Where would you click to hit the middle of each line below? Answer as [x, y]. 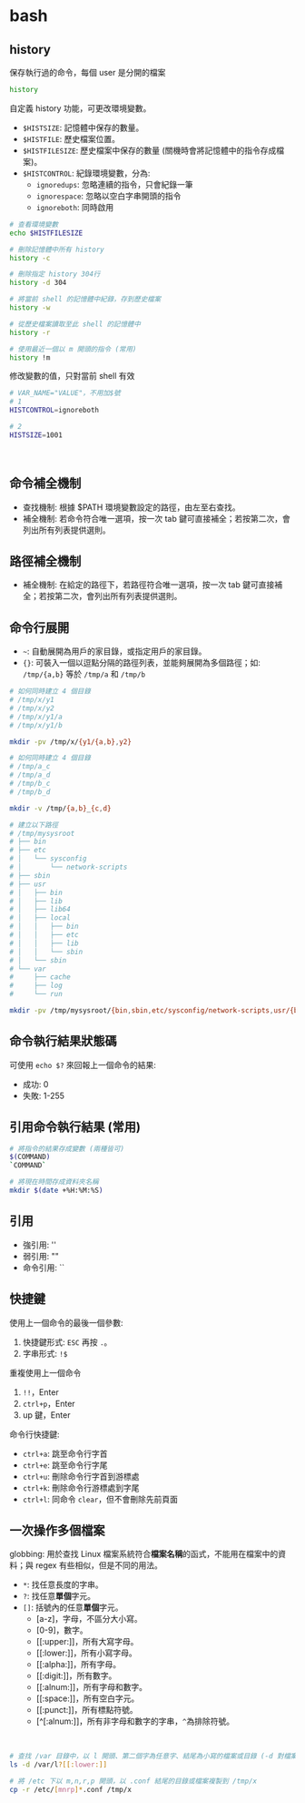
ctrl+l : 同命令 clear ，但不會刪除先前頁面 [100, 1499]
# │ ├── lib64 [40, 910]
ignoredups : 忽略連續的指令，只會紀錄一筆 [114, 184]
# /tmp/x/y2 [32, 708]
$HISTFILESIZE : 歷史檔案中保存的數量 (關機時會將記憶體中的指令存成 [149, 150]
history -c [30, 258]
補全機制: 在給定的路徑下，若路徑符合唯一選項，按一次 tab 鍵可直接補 [152, 585]
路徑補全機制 [45, 561]
